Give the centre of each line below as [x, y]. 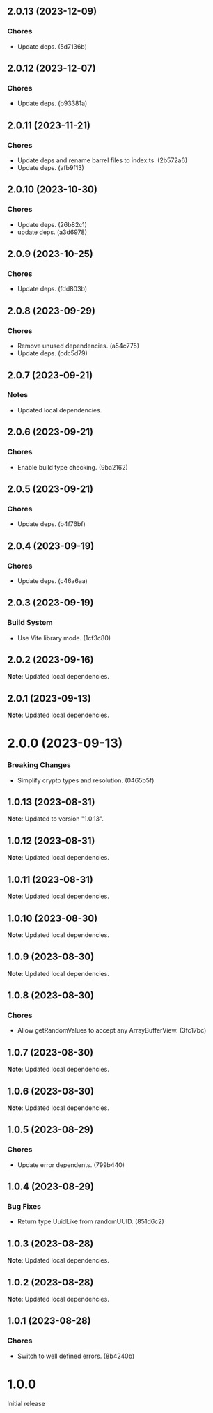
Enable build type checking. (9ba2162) [73, 467]
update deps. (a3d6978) [52, 232]
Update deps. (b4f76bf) [51, 524]
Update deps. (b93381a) [52, 103]
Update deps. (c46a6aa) [53, 580]
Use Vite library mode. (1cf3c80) [64, 638]
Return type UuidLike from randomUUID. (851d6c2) [91, 1221]
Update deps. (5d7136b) [52, 46]
